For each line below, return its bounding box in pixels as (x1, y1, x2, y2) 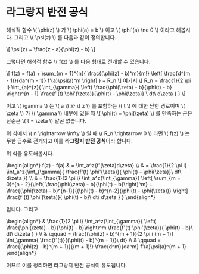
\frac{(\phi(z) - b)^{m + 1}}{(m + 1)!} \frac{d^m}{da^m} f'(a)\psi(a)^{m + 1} (6, 242, 186, 250)
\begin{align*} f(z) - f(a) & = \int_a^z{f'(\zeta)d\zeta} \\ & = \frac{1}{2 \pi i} (6, 161, 187, 169)
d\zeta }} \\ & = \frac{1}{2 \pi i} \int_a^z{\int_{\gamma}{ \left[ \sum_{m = (6, 174, 181, 182)
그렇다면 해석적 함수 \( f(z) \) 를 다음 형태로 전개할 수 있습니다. (6, 58, 151, 65)
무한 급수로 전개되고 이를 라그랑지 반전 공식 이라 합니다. (6, 137, 133, 144)
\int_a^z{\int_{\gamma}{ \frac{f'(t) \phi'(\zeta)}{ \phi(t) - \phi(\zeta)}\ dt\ (6, 168, 182, 175)
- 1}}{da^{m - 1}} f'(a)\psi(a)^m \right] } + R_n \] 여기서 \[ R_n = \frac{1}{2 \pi (6, 77, 191, 84)
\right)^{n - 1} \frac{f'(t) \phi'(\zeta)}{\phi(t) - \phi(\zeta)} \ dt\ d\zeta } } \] (6, 90, 186, 97)
